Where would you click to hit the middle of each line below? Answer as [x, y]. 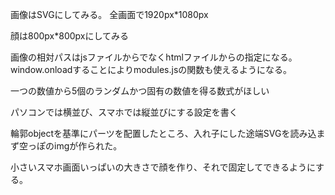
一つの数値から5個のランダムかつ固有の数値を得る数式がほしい [140, 91]
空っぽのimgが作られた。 [70, 146]
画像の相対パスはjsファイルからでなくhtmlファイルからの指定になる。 [154, 57]
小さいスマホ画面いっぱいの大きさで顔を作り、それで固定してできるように [163, 167]
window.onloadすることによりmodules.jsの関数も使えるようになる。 [151, 69]
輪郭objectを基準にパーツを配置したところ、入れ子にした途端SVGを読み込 [163, 133]
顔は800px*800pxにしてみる [70, 36]
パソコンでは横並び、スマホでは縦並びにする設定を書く [124, 112]
